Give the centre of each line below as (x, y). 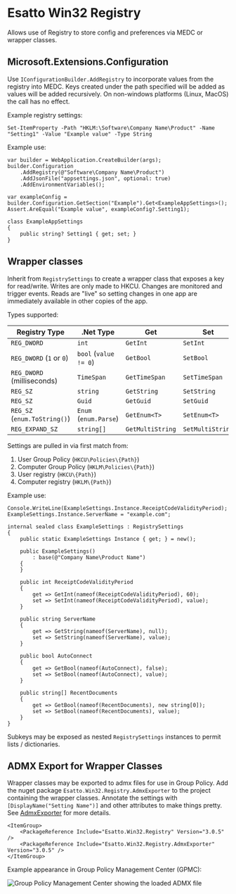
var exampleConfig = (38, 197)
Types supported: (33, 314)
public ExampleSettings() (58, 551)
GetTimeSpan (145, 377)
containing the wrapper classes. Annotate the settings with (92, 798)
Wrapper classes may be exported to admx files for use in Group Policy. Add (118, 783)
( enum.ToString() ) (41, 419)
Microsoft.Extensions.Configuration (88, 62)
